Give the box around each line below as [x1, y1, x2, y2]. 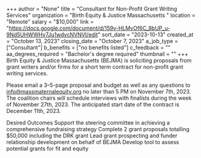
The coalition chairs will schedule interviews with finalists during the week [6, 94, 192, 101]
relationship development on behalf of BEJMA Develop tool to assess [6, 139, 179, 145]
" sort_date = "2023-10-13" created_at [98, 31, 194, 38]
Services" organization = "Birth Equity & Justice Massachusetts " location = [6, 12, 196, 19]
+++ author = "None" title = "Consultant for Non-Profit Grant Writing [6, 5, 177, 12]
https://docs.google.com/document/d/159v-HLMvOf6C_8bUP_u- [9, 24, 171, 32]
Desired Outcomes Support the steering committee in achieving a [6, 119, 170, 126]
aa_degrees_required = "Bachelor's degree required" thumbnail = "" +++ [6, 50, 189, 57]
